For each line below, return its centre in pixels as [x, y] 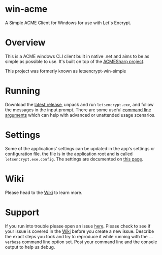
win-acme [26, 9]
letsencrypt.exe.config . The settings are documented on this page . [74, 159]
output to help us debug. [30, 247]
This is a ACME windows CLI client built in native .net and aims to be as [77, 56]
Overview [25, 43]
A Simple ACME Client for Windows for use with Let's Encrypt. [68, 23]
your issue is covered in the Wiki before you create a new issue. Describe [80, 231]
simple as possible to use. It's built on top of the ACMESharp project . [75, 61]
